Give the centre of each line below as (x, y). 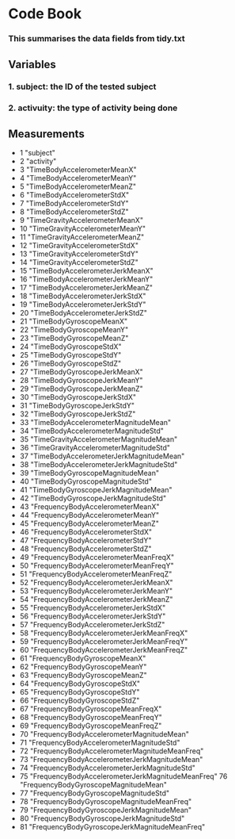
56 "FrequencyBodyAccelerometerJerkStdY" (93, 616)
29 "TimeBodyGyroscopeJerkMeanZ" (81, 389)
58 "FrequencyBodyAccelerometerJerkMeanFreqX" (104, 633)
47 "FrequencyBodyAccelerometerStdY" (85, 541)
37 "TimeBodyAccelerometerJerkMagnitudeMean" (102, 456)
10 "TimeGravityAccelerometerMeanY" (83, 229)
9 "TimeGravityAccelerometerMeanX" (81, 220)
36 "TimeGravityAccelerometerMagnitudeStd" (95, 448)
